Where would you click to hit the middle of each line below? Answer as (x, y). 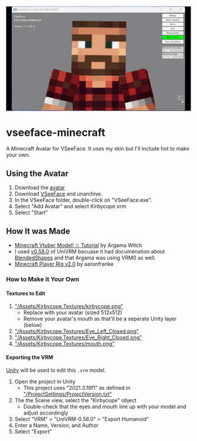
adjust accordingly (46, 413)
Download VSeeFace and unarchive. (58, 194)
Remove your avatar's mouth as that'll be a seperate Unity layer (100, 319)
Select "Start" (31, 213)
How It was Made (38, 231)
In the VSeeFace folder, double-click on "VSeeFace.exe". (83, 200)
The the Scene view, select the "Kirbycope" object (75, 400)
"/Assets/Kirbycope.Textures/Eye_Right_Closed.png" (78, 338)
